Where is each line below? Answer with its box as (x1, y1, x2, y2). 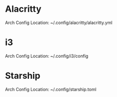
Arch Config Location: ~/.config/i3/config (5, 53, 89, 59)
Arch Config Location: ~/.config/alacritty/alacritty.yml (5, 20, 113, 25)
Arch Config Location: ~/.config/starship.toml (5, 86, 96, 92)
